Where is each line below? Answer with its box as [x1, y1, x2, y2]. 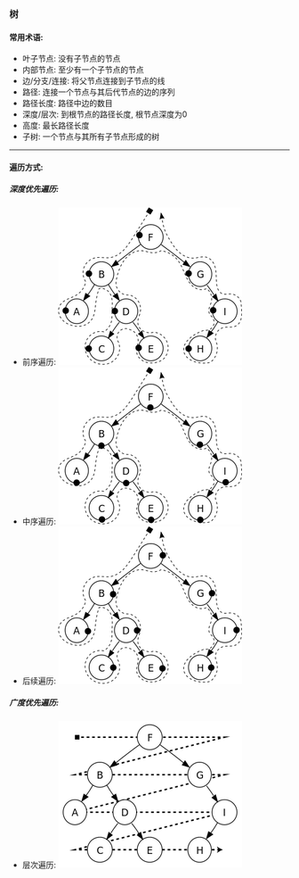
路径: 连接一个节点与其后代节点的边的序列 [21, 87, 175, 97]
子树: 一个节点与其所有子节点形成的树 [21, 131, 160, 142]
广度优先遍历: [9, 698, 60, 708]
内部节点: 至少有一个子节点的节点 [21, 64, 144, 75]
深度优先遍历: [9, 184, 60, 195]
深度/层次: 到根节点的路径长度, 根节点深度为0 [21, 109, 188, 120]
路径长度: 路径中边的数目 [21, 98, 113, 109]
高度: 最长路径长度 [21, 120, 90, 131]
